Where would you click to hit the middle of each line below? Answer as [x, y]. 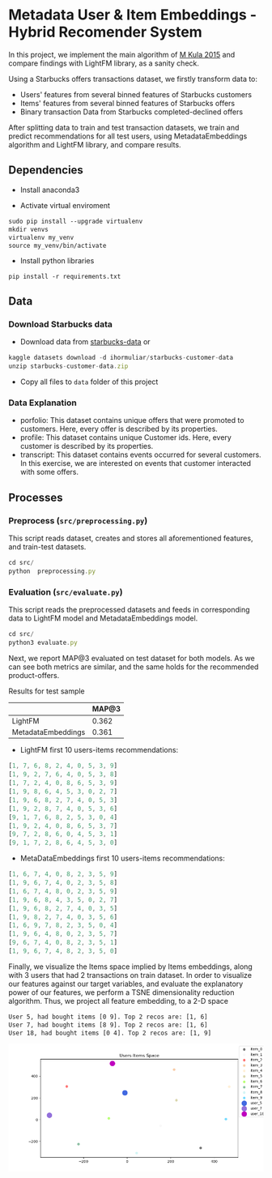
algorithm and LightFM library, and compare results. [95, 144]
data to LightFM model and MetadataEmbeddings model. [103, 618]
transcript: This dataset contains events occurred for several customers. [140, 455]
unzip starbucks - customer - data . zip [68, 366]
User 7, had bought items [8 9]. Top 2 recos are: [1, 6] [108, 1025]
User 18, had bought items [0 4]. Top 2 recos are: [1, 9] [110, 1033]
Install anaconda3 [50, 190]
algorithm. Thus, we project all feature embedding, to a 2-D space [119, 1001]
